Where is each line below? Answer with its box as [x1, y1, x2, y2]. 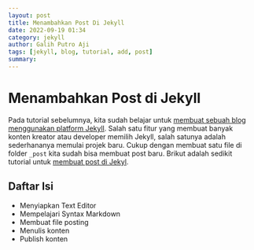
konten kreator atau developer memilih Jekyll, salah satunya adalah [8, 131, 226, 142]
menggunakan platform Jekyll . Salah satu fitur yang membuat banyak [8, 123, 234, 133]
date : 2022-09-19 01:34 [8, 26, 87, 34]
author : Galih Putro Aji [8, 41, 90, 49]
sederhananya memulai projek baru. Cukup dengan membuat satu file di [8, 140, 242, 149]
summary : [8, 56, 37, 64]
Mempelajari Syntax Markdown [19, 209, 120, 219]
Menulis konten [19, 226, 70, 235]
